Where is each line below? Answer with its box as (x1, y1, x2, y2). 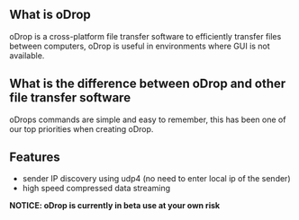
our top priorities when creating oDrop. (9, 123, 154, 134)
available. (9, 49, 45, 61)
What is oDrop (9, 7, 92, 22)
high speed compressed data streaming (22, 183, 171, 194)
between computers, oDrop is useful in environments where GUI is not (9, 40, 270, 51)
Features (9, 150, 60, 165)
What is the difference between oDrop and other (9, 76, 286, 92)
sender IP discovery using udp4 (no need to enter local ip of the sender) (22, 173, 291, 184)
